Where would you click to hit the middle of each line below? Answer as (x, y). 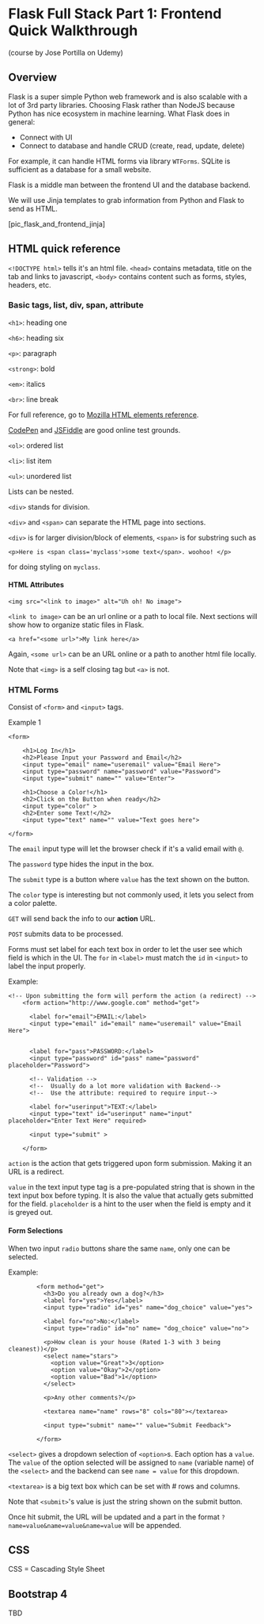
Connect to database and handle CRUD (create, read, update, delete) (132, 145)
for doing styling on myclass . (55, 567)
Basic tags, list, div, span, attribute (76, 305)
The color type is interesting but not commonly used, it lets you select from (131, 895)
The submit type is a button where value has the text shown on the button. (129, 880)
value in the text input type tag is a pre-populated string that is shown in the (132, 1187)
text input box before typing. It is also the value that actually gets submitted (131, 1196)
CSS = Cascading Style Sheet (57, 1569)
